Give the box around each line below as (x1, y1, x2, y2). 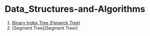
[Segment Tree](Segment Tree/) (11, 25, 78, 31)
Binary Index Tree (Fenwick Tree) (11, 20, 80, 26)
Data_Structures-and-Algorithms (4, 3, 145, 15)
